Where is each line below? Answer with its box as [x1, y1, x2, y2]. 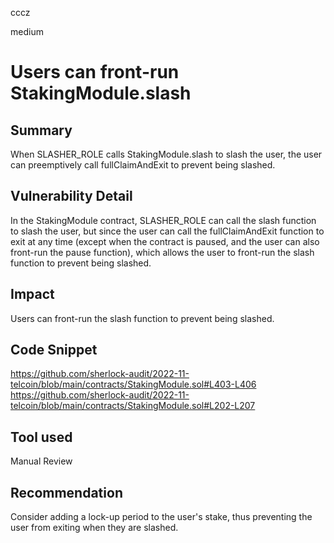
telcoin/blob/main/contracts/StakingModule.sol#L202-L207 [10, 400, 256, 412]
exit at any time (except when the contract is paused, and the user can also [10, 235, 320, 247]
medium [10, 26, 44, 37]
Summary [10, 122, 73, 139]
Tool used [10, 428, 73, 446]
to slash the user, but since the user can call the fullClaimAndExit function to [10, 225, 325, 237]
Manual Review [10, 455, 73, 467]
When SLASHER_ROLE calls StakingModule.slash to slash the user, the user [10, 148, 323, 160]
